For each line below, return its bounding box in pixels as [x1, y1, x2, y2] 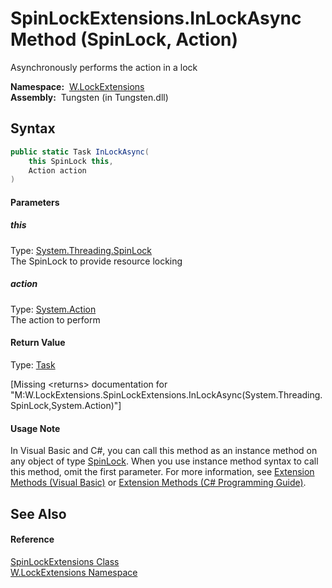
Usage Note [10, 422, 61, 434]
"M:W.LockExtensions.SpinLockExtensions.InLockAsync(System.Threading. [10, 388, 323, 401]
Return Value [10, 337, 66, 349]
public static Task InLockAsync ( [10, 147, 150, 157]
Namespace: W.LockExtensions [10, 80, 145, 92]
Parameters [10, 196, 60, 208]
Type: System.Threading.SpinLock [10, 244, 152, 256]
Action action [28, 165, 87, 176]
